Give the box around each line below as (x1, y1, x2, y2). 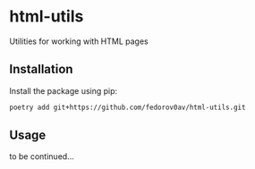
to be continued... (9, 151, 74, 162)
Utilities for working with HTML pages (9, 36, 149, 46)
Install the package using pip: (9, 85, 118, 96)
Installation (9, 62, 73, 77)
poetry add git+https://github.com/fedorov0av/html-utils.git (9, 103, 246, 112)
